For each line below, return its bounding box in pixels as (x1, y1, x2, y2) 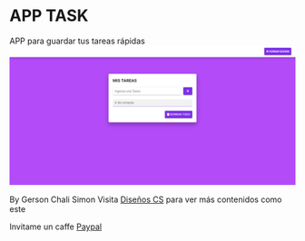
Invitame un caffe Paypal (9, 221, 103, 232)
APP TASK (9, 5, 89, 26)
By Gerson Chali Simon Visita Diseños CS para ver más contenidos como (9, 194, 282, 205)
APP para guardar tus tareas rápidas (9, 35, 145, 46)
